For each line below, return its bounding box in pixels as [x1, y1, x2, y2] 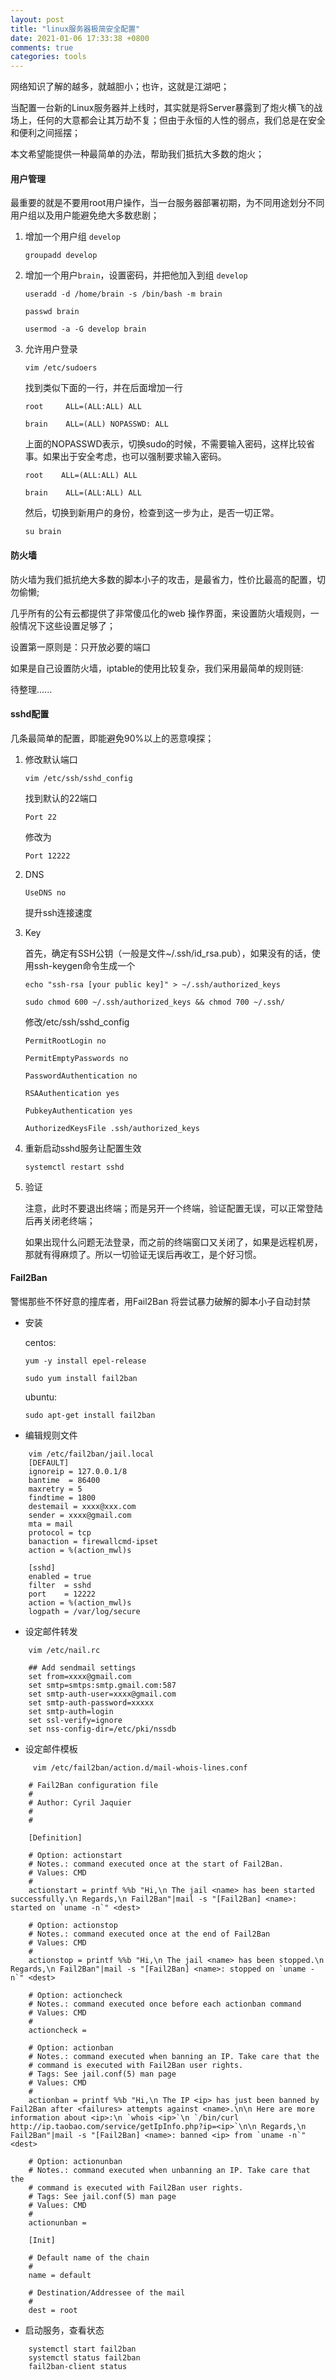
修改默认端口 [24, 753, 78, 765]
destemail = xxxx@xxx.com [28, 1501, 137, 1511]
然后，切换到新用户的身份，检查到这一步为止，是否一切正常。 [24, 507, 280, 519]
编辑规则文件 [24, 1429, 78, 1441]
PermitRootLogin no [24, 1036, 107, 1046]
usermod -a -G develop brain [24, 324, 147, 335]
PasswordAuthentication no [24, 1071, 138, 1081]
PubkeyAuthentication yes [24, 1106, 133, 1116]
